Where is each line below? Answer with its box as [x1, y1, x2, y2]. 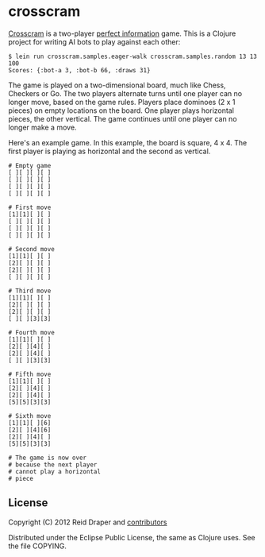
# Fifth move [8, 370, 52, 378]
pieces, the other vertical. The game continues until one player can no [8, 114, 237, 123]
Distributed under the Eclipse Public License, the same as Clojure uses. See [8, 532, 255, 542]
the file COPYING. [8, 541, 67, 551]
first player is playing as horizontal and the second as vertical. [8, 146, 211, 156]
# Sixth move [8, 412, 52, 420]
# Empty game [8, 161, 52, 169]
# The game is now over [8, 454, 87, 462]
